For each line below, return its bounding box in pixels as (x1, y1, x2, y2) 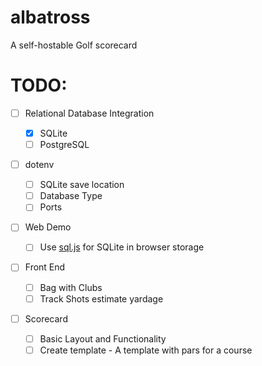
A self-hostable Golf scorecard (10, 39, 138, 51)
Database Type (39, 190, 103, 202)
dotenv (24, 159, 55, 171)
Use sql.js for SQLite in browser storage (39, 241, 205, 253)
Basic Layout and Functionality (39, 332, 167, 345)
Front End (24, 261, 66, 273)
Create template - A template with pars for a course (39, 344, 253, 356)
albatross (10, 6, 91, 29)
